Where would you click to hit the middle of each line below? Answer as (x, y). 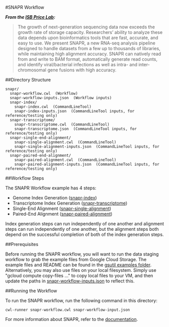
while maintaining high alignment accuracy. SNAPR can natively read (89, 54)
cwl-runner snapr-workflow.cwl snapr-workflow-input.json (68, 310)
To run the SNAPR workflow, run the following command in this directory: (81, 300)
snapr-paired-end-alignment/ (40, 155)
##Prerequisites (22, 244)
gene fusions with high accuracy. (82, 70)
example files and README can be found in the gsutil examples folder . (78, 265)
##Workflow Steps (25, 178)
